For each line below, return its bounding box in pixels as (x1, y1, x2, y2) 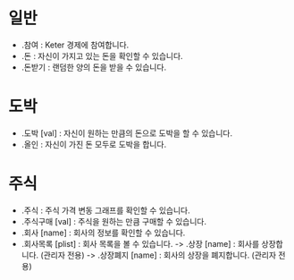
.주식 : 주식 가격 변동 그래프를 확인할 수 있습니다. (21, 205, 190, 216)
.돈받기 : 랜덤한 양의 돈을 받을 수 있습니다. (21, 62, 167, 72)
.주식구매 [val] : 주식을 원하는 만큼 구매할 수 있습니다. (21, 216, 207, 226)
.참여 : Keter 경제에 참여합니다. (21, 39, 130, 50)
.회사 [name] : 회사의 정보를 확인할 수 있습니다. (21, 227, 186, 238)
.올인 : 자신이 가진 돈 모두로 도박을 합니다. (21, 139, 167, 149)
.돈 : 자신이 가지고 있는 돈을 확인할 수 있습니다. (21, 50, 184, 61)
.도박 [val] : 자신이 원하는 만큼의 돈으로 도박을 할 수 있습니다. (21, 127, 233, 139)
